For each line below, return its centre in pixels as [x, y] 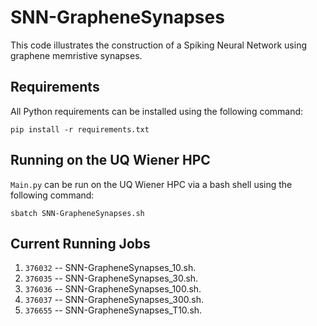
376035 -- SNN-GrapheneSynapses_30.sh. [111, 278]
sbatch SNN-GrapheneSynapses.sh [77, 213]
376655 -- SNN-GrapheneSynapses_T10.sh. [113, 310]
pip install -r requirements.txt [80, 129]
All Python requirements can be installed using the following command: [157, 111]
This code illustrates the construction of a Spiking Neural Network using [158, 45]
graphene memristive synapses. [76, 55]
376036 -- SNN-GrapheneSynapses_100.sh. [113, 289]
